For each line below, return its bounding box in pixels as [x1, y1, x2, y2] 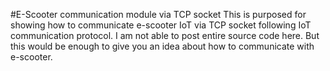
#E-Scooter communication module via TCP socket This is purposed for [10, 9, 307, 20]
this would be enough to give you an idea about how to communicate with [10, 40, 315, 52]
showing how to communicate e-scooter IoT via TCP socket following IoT [10, 19, 312, 31]
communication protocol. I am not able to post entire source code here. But [10, 30, 320, 41]
